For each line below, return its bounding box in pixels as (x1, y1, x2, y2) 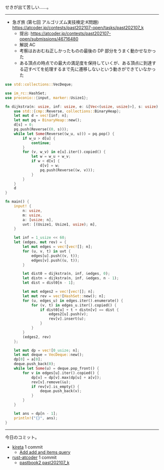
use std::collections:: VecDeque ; (5, 82, 73, 87)
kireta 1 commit (12, 444, 43, 450)
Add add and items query (19, 449, 71, 455)
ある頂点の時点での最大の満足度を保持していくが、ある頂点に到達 (19, 60, 152, 66)
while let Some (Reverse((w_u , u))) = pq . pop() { (14, 131, 115, 136)
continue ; (31, 141, 51, 145)
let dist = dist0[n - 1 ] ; (22, 280, 76, 286)
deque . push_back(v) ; (40, 388, 82, 394)
